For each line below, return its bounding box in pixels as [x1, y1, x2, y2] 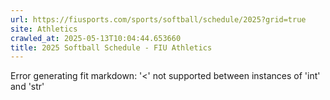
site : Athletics [10, 24, 78, 34]
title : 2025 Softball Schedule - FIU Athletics [10, 42, 213, 53]
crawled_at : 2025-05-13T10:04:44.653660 [10, 33, 182, 43]
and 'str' [10, 81, 45, 93]
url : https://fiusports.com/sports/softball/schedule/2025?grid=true [10, 14, 307, 25]
